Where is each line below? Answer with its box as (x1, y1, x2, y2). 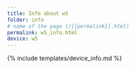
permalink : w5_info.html (7, 29, 78, 36)
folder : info (7, 16, 44, 23)
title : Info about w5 (7, 10, 69, 17)
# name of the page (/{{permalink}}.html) (7, 23, 130, 29)
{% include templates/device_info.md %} (7, 54, 123, 62)
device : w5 (7, 36, 38, 42)
